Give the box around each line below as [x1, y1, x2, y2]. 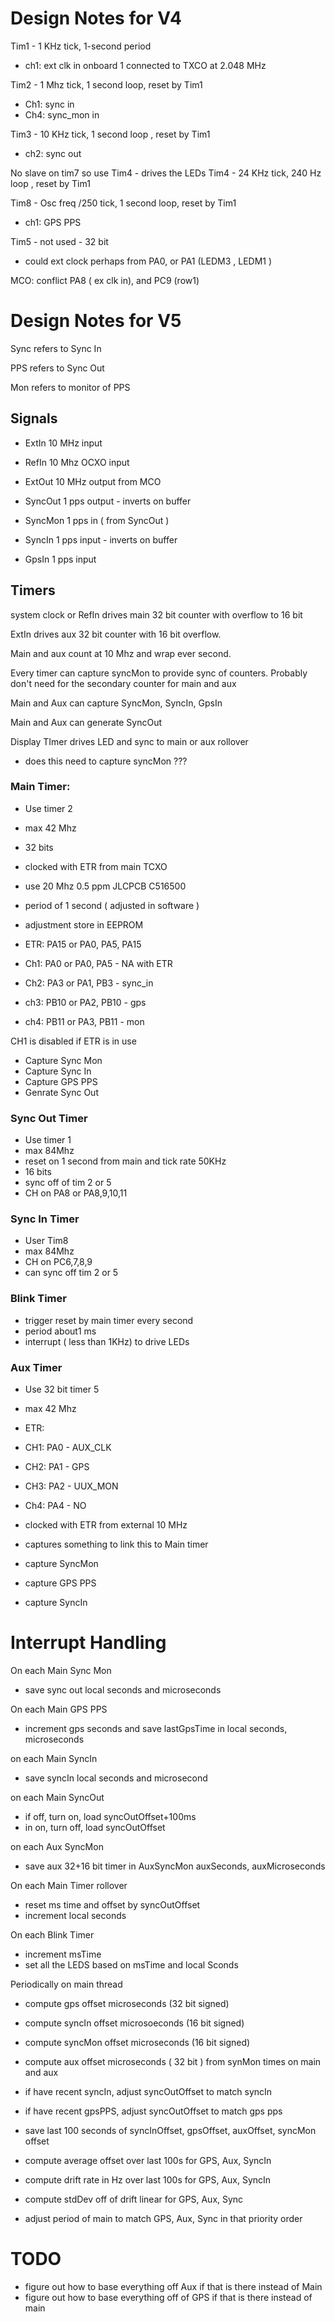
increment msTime [24, 1948, 102, 1960]
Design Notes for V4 [10, 7, 183, 30]
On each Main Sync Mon [10, 1664, 112, 1676]
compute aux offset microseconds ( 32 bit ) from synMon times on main [24, 2055, 322, 2067]
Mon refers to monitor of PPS [10, 381, 131, 393]
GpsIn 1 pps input [24, 553, 97, 565]
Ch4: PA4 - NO [24, 1499, 87, 1511]
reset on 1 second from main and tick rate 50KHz [24, 1155, 227, 1167]
